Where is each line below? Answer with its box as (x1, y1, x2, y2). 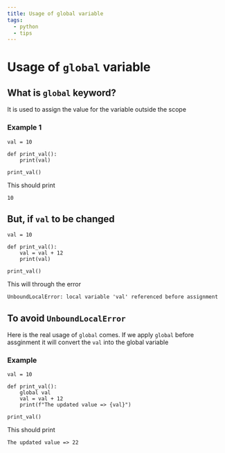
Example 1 (7, 123, 42, 133)
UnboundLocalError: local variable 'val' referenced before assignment (7, 293, 218, 300)
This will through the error (7, 280, 82, 289)
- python (13, 23, 39, 30)
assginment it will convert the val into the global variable (7, 338, 169, 347)
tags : (7, 17, 23, 24)
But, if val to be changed (7, 213, 116, 225)
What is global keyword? (7, 87, 116, 99)
